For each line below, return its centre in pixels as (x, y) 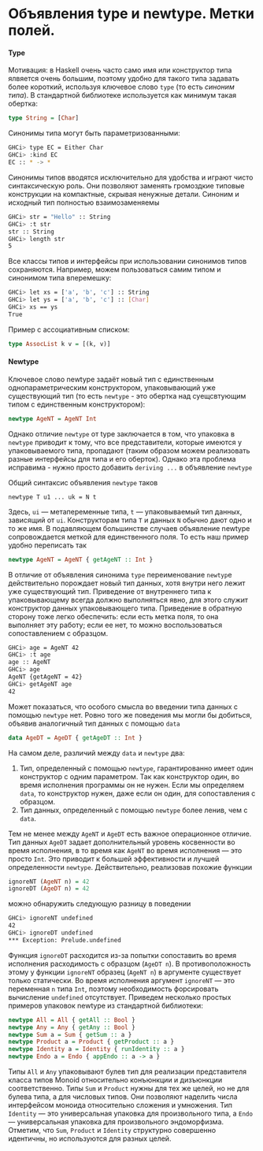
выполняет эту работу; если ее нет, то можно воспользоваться (115, 625)
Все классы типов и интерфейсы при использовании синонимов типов (128, 262)
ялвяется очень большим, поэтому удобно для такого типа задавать (124, 79)
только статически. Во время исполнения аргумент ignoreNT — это (121, 980)
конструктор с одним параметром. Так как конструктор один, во (130, 776)
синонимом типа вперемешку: (60, 278)
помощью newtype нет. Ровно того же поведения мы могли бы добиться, (130, 715)
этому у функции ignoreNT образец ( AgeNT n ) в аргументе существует (125, 972)
